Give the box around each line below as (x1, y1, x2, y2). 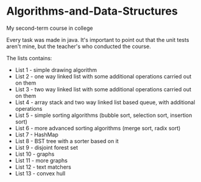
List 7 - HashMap (15, 131, 59, 138)
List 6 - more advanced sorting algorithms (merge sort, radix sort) (15, 124, 181, 131)
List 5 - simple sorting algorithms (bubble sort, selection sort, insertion (15, 111, 192, 119)
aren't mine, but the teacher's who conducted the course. (6, 43, 151, 50)
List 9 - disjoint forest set (15, 144, 78, 151)
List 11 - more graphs (15, 156, 68, 164)
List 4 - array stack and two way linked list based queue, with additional (15, 99, 196, 106)
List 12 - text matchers (15, 163, 71, 170)
